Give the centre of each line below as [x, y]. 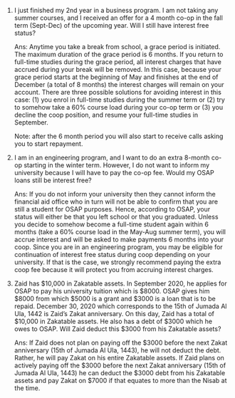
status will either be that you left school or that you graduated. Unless [116, 217]
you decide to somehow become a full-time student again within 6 [111, 224]
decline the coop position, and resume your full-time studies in [106, 115]
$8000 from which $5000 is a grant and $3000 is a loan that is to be [115, 299]
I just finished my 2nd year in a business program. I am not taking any [116, 10]
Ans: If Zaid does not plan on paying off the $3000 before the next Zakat [121, 342]
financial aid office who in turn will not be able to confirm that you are [116, 201]
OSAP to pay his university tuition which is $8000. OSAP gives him [112, 291]
